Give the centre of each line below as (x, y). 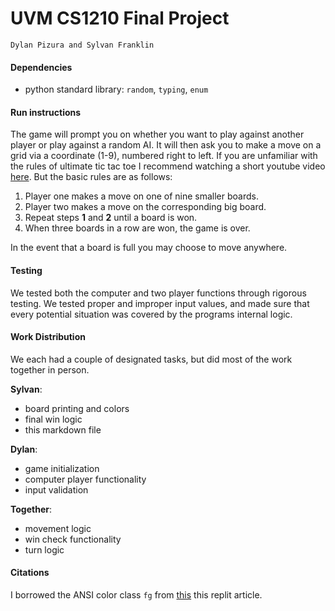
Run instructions (46, 112)
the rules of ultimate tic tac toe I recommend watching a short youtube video (168, 166)
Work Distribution (48, 337)
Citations (30, 573)
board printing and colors (77, 408)
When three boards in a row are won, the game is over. (137, 228)
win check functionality (73, 539)
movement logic (58, 528)
